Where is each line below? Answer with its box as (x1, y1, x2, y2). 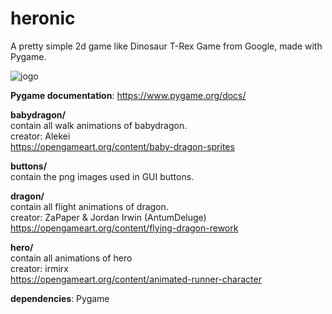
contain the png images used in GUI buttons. (10, 170, 195, 182)
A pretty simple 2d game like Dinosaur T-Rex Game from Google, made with (10, 40, 323, 52)
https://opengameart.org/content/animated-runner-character (10, 273, 262, 285)
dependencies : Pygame (10, 292, 110, 304)
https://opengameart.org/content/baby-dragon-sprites (10, 140, 235, 152)
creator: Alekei (10, 130, 71, 142)
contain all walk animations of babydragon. (10, 119, 188, 131)
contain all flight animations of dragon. (10, 200, 169, 212)
